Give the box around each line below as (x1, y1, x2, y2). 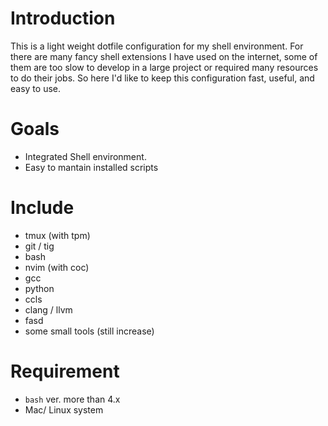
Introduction (10, 7, 116, 30)
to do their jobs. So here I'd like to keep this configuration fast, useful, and (10, 72, 315, 84)
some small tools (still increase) (24, 325, 155, 337)
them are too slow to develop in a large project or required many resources (10, 61, 319, 73)
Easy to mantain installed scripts (24, 161, 159, 173)
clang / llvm (24, 303, 73, 316)
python (24, 282, 55, 294)
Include (10, 197, 75, 219)
